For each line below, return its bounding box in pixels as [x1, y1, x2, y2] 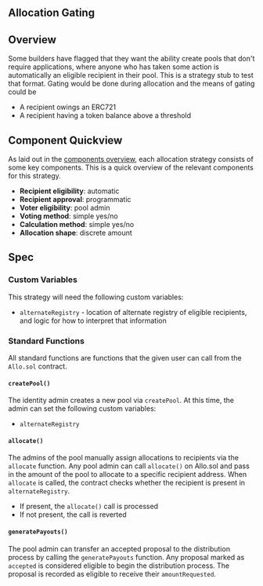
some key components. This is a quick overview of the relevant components [8, 163, 254, 172]
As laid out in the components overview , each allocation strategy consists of [8, 155, 254, 164]
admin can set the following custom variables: [8, 404, 157, 413]
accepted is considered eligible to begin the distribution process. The [8, 561, 230, 570]
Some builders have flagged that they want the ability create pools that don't [8, 54, 255, 64]
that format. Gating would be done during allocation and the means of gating [8, 79, 255, 89]
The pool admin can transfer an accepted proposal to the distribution [8, 544, 231, 553]
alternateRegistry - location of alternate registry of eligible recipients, [19, 307, 247, 317]
